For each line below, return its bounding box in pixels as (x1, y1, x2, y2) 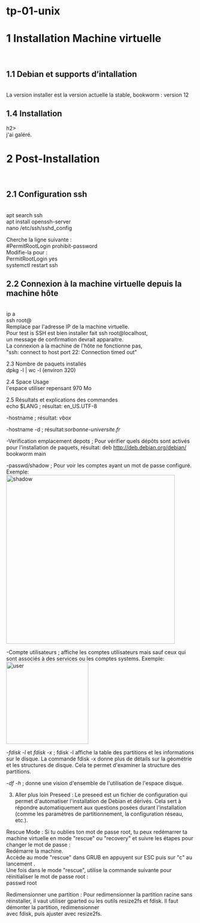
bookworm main (6, 450, 47, 457)
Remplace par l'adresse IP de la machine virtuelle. (6, 323, 130, 331)
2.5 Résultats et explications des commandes (6, 396, 118, 403)
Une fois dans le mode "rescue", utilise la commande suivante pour (6, 867, 172, 874)
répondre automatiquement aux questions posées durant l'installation (14, 804, 187, 811)
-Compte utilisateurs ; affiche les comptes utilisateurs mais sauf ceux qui (6, 649, 186, 656)
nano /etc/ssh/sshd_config (6, 224, 72, 232)
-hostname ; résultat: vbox (6, 414, 72, 421)
